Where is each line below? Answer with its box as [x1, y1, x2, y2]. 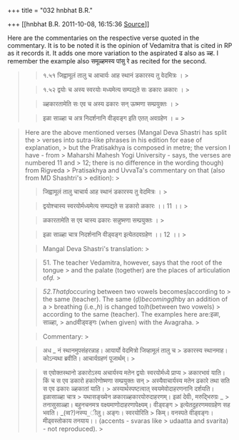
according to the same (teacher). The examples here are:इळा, [42, 310, 221, 318]
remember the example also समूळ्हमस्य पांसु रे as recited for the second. [7, 57, 207, 65]
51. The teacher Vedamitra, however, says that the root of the [42, 258, 223, 267]
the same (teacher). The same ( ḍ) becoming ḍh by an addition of [42, 295, 228, 303]
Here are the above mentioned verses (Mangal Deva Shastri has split [24, 128, 227, 136]
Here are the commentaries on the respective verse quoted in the [7, 34, 200, 42]
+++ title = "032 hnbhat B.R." [7, 6, 93, 14]
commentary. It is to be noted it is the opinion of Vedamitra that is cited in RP [7, 41, 233, 49]
